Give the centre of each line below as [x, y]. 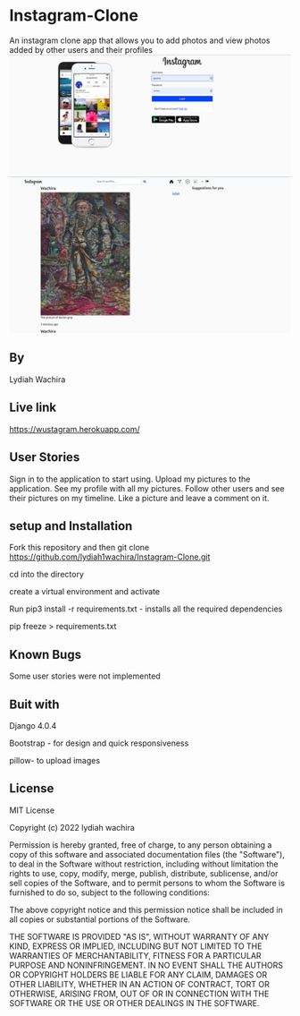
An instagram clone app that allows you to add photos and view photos [140, 40]
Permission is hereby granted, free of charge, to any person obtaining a [141, 845]
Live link [33, 408]
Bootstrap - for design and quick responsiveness [99, 743]
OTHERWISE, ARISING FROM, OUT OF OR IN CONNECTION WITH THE [139, 994]
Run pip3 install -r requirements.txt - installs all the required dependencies [146, 609]
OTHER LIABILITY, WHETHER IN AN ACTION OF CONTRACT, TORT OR [139, 984]
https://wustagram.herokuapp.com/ [75, 429]
